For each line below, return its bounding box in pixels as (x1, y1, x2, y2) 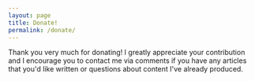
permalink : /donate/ (8, 26, 77, 34)
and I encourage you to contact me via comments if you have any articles (8, 56, 247, 65)
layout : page (8, 11, 51, 20)
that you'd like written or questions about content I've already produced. (8, 64, 243, 74)
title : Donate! (8, 19, 58, 27)
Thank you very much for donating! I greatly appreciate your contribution (8, 48, 246, 57)
